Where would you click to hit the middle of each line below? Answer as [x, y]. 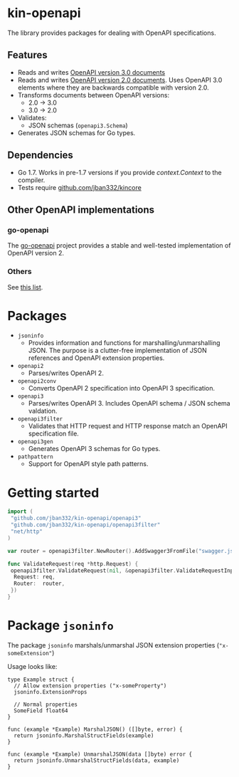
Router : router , [39, 584]
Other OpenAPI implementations [81, 210]
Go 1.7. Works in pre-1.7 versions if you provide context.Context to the [119, 172]
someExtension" [30, 653]
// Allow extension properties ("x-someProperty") [90, 686]
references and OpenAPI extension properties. [96, 358]
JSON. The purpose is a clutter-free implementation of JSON [118, 351]
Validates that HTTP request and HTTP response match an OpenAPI [128, 426]
